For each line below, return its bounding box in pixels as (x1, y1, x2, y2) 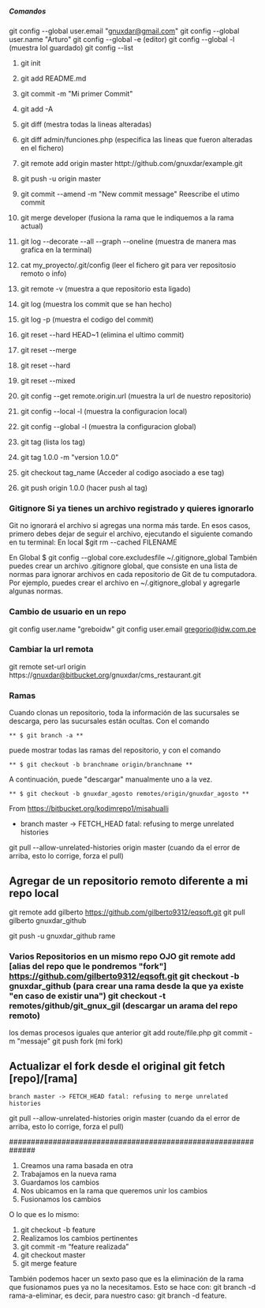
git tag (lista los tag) (20, 437, 86, 447)
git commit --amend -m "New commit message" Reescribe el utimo (20, 189, 240, 198)
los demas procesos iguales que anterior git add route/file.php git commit (9, 1028, 248, 1038)
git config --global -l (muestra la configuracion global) (20, 421, 196, 431)
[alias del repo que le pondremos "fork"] (9, 960, 167, 971)
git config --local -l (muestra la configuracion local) (20, 406, 188, 416)
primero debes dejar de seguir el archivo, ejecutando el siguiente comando (9, 530, 253, 539)
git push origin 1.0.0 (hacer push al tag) (20, 483, 148, 492)
